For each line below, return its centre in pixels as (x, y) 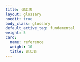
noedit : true (19, 19)
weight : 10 (21, 47)
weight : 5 (16, 33)
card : (11, 38)
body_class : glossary (28, 24)
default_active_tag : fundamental (40, 28)
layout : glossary (23, 14)
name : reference (27, 42)
